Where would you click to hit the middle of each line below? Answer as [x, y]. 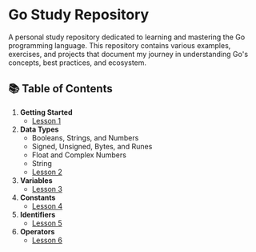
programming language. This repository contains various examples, [120, 45]
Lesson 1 [46, 120]
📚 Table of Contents [61, 89]
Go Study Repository [79, 15]
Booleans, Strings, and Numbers [85, 137]
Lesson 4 [47, 205]
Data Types [39, 129]
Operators [37, 231]
